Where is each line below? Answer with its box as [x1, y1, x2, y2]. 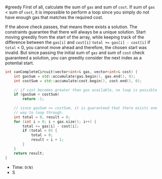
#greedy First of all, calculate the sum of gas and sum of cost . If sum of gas [5, 4, 155, 10]
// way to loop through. [14, 110, 64, 115]
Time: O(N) [12, 164, 34, 170]
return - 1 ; [22, 97, 45, 102]
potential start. [5, 60, 34, 66]
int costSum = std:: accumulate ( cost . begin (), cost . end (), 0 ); [14, 78, 142, 83]
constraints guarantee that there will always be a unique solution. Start [5, 29, 146, 35]
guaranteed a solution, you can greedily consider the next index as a [5, 55, 142, 60]
